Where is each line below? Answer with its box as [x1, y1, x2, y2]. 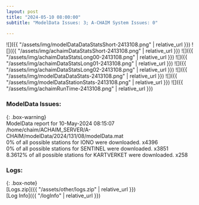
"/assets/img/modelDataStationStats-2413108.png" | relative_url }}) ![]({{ [6, 79, 183, 86]
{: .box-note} [6, 179, 37, 187]
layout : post [6, 8, 39, 15]
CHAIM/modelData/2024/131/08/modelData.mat [6, 132, 124, 139]
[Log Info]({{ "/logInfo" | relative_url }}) [6, 192, 101, 199]
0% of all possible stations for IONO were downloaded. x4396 [6, 139, 159, 146]
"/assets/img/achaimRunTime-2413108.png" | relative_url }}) [6, 85, 153, 92]
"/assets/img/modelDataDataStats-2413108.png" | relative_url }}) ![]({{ [6, 72, 178, 80]
